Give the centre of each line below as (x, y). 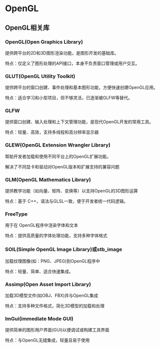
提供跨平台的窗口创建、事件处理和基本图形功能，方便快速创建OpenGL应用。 (81, 88)
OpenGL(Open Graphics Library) (44, 42)
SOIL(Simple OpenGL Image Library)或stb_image (64, 250)
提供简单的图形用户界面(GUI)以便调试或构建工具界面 (57, 330)
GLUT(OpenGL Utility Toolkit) (40, 76)
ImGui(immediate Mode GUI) (39, 318)
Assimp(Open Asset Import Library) (48, 284)
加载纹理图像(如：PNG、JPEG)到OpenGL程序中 (53, 261)
